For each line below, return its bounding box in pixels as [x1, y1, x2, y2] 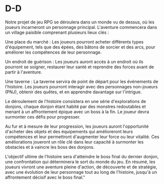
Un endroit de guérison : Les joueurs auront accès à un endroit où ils [5, 59, 143, 64]
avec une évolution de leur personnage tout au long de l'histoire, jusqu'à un [5, 169, 158, 175]
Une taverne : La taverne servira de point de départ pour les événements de [5, 79, 159, 84]
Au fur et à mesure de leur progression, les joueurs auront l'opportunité [5, 123, 149, 129]
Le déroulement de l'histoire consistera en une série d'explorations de [5, 98, 146, 104]
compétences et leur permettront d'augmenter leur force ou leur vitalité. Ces [5, 134, 160, 140]
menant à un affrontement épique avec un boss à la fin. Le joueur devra [5, 108, 149, 115]
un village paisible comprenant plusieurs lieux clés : [5, 29, 109, 35]
